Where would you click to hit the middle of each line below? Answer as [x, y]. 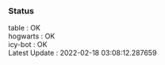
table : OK [25, 28]
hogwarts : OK [32, 36]
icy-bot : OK [28, 45]
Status [21, 11]
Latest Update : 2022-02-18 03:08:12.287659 [82, 53]
